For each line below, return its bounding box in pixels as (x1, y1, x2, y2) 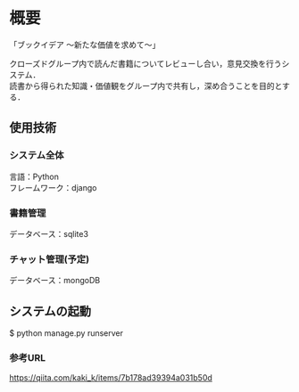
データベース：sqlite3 (9, 228, 89, 239)
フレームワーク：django (9, 182, 97, 192)
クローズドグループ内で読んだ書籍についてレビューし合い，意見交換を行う (9, 58, 283, 69)
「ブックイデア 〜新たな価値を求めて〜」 (9, 39, 161, 50)
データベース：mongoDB (9, 275, 101, 286)
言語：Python (9, 171, 60, 182)
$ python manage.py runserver (9, 328, 123, 339)
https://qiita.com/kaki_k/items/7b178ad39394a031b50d (9, 372, 212, 383)
